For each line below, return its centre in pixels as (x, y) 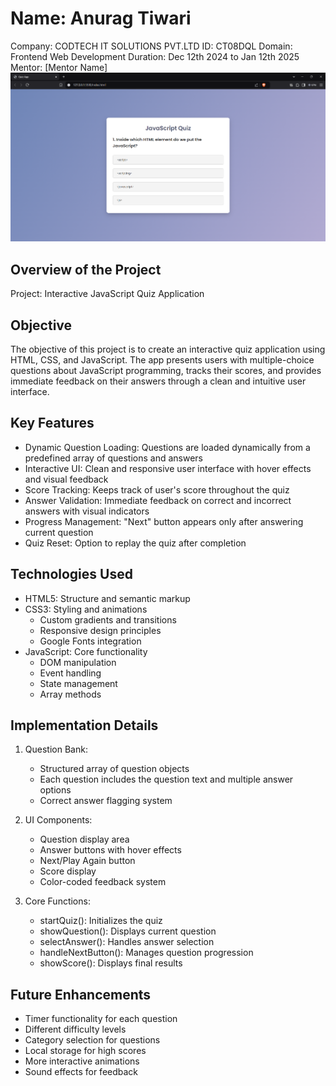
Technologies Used (71, 574)
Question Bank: (56, 749)
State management (78, 683)
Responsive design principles (100, 630)
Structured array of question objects (114, 769)
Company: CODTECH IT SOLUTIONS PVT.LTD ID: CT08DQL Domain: (151, 46)
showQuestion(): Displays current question (128, 931)
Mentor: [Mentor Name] (59, 67)
